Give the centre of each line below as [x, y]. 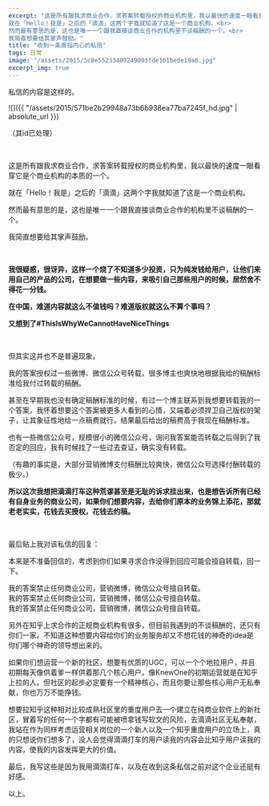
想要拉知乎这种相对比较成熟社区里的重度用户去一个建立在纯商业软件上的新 [131, 709]
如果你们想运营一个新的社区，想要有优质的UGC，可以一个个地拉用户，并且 [132, 662]
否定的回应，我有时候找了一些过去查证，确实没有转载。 [99, 447]
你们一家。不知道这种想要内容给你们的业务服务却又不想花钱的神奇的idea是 [131, 635]
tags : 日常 [25, 53]
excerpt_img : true [39, 68]
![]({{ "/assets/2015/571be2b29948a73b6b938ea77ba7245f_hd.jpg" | [123, 107]
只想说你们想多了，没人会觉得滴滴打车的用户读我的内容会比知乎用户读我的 [138, 739]
